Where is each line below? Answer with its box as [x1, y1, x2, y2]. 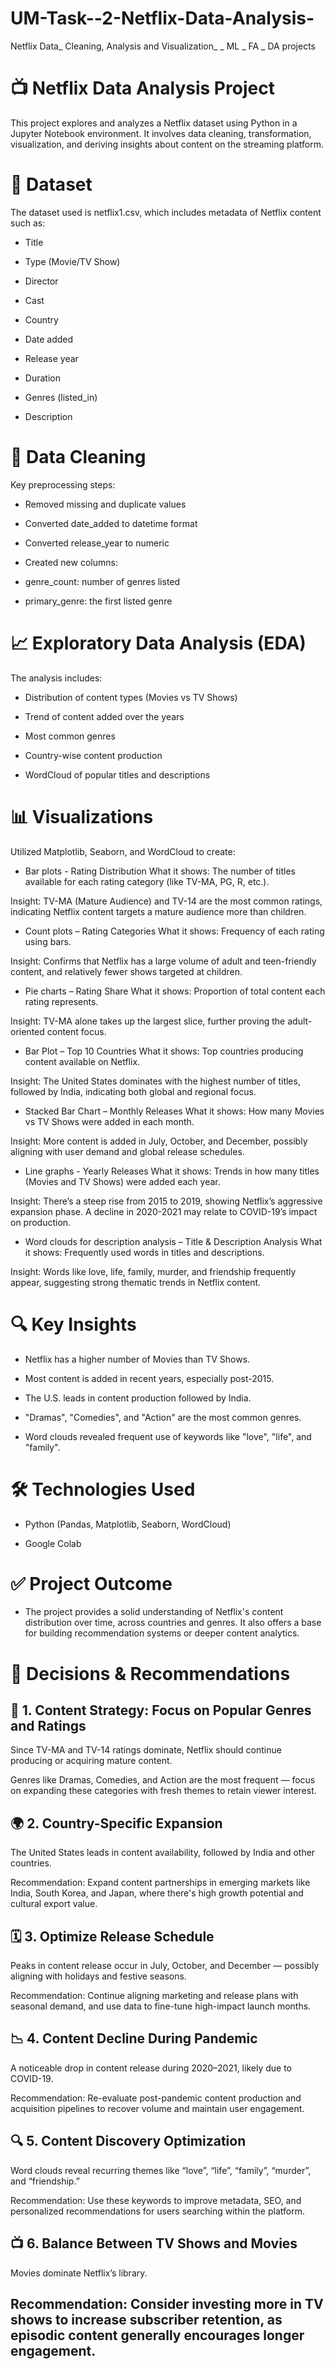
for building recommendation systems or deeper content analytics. [24, 1627, 300, 1639]
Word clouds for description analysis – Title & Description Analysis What [24, 1235, 323, 1247]
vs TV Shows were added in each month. [24, 1115, 195, 1127]
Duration [24, 372, 61, 384]
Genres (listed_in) [24, 391, 98, 403]
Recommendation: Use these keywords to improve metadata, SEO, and [10, 2194, 302, 2206]
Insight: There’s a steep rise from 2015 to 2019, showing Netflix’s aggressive [10, 1195, 323, 1207]
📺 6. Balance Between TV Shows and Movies [10, 2235, 298, 2252]
